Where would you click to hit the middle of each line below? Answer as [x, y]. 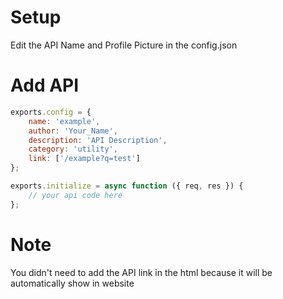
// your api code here [75, 195]
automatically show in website [72, 283]
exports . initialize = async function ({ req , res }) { [127, 186]
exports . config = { [51, 112]
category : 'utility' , [73, 149]
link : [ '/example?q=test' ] [84, 159]
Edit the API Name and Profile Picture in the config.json [124, 45]
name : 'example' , [64, 121]
